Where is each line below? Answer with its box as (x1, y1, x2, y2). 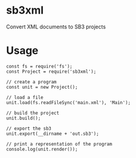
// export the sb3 (6, 125, 51, 131)
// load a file (6, 94, 44, 101)
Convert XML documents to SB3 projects (6, 23, 106, 30)
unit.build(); (6, 115, 41, 121)
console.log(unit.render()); (6, 146, 78, 152)
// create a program (6, 79, 57, 85)
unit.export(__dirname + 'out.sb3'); (6, 131, 99, 137)
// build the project (6, 110, 60, 116)
